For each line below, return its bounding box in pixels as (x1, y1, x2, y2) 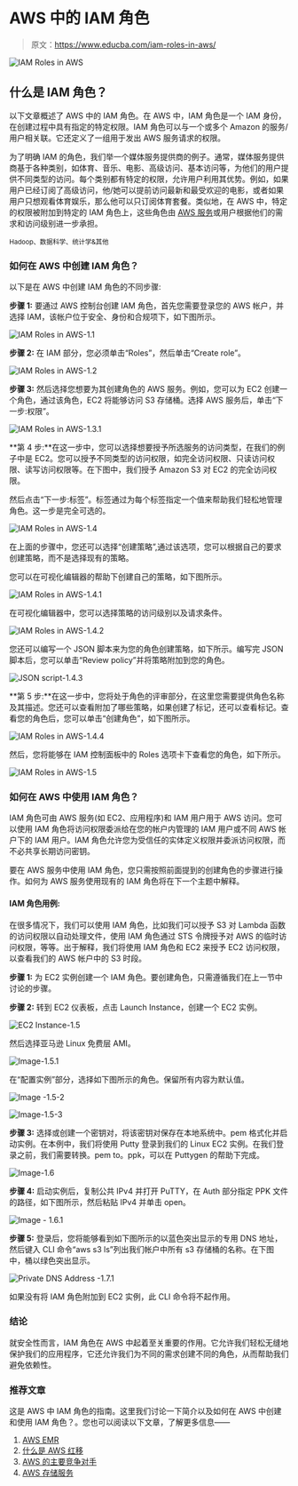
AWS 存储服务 (21, 1467, 74, 1478)
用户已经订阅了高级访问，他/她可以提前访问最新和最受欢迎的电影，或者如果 (9, 184, 285, 196)
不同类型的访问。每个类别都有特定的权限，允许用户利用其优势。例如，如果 (16, 173, 289, 184)
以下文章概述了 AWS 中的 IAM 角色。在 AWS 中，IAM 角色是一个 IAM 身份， (9, 110, 286, 121)
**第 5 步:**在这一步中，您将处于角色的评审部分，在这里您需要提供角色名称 (9, 691, 286, 702)
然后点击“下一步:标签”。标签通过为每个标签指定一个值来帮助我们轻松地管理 (9, 494, 283, 505)
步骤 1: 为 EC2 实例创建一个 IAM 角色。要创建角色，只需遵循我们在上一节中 (9, 971, 283, 982)
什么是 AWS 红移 (21, 1445, 84, 1456)
